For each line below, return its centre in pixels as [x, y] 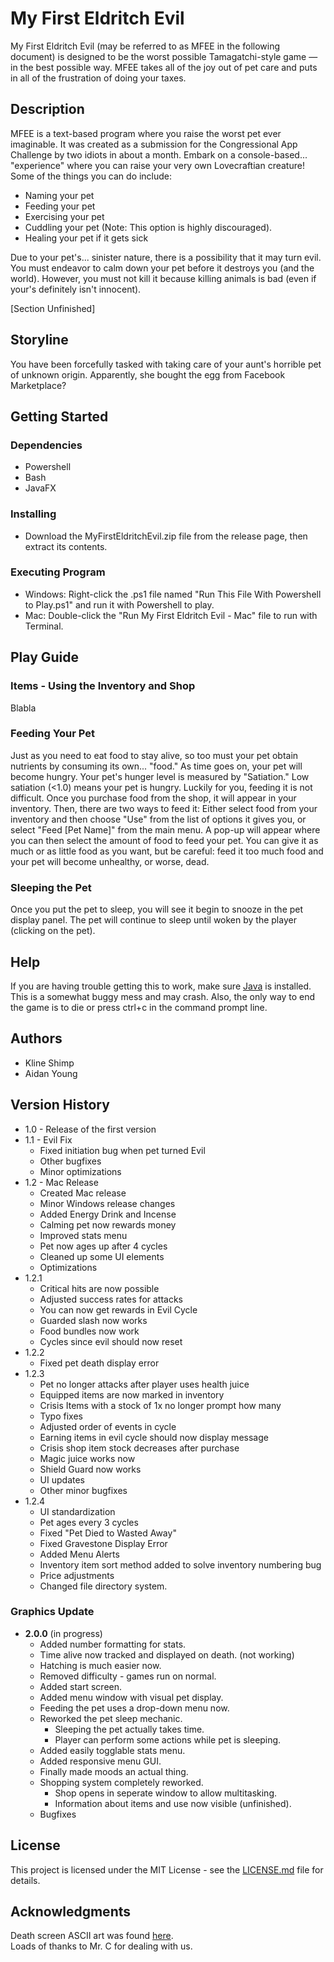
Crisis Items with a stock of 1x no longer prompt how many [160, 1405]
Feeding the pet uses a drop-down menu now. [134, 1708]
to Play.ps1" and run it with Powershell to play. [119, 604]
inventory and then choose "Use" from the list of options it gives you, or [158, 819]
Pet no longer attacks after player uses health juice [144, 1384]
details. [25, 1880]
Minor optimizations [80, 1171]
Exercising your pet [64, 216]
